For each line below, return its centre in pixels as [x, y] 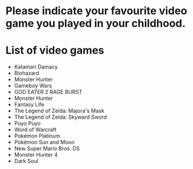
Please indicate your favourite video [96, 11]
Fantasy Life [29, 105]
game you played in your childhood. [96, 23]
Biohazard [27, 73]
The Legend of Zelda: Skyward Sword [61, 117]
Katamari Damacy [36, 67]
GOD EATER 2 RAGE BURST [48, 92]
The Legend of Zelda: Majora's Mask [59, 111]
